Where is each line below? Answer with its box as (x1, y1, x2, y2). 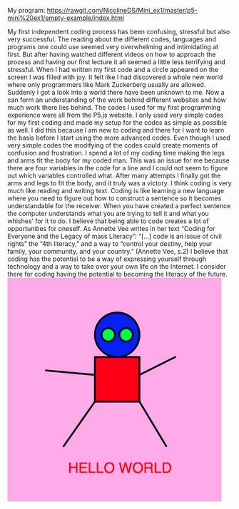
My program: (7, 6, 46, 14)
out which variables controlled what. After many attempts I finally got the (7, 171, 221, 180)
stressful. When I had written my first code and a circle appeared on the (7, 66, 219, 73)
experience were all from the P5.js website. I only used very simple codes (7, 110, 223, 119)
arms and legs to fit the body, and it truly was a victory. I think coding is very (7, 179, 232, 187)
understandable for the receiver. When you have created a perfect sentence (7, 202, 231, 210)
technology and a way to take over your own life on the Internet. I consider (7, 262, 226, 270)
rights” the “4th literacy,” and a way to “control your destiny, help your (7, 240, 213, 248)
